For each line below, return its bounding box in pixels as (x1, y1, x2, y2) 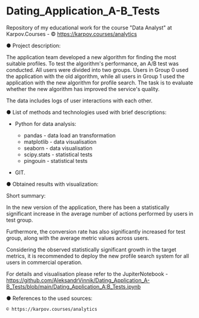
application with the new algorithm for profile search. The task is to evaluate (6, 79, 194, 86)
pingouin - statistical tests (23, 157, 88, 164)
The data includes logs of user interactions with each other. (6, 97, 153, 104)
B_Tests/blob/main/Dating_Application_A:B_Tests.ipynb (6, 283, 141, 290)
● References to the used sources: (6, 295, 93, 302)
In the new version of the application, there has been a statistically (6, 204, 170, 211)
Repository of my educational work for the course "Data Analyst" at (6, 24, 172, 31)
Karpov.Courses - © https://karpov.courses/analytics (6, 30, 137, 37)
